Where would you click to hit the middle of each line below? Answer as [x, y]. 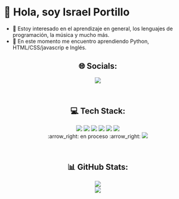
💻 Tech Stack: [98, 111]
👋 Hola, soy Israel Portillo [67, 12]
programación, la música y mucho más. [61, 34]
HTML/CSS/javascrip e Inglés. [50, 48]
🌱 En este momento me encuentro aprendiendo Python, [81, 41]
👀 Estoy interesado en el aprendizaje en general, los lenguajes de [92, 29]
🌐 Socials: [98, 66]
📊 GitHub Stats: [98, 167]
